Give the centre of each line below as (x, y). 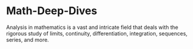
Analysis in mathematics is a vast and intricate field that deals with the (92, 27)
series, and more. (28, 40)
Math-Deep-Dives (52, 11)
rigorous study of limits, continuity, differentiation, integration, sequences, (97, 33)
